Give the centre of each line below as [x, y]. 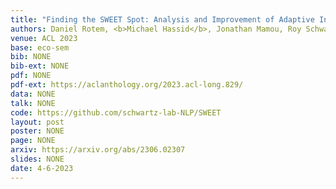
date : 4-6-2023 [42, 168]
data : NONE [33, 94]
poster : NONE [37, 131]
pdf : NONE [31, 76]
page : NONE [33, 141]
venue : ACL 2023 [44, 38]
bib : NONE [31, 57]
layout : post [37, 122]
